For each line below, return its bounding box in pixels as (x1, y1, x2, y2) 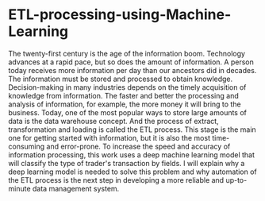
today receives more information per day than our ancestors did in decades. (8, 65, 257, 75)
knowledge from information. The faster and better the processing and (8, 91, 240, 100)
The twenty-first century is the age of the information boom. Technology (8, 48, 246, 58)
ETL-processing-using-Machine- (8, 6, 232, 24)
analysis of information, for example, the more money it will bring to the (8, 99, 241, 109)
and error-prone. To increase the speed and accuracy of (46, 141, 231, 151)
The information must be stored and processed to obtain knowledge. (8, 74, 233, 83)
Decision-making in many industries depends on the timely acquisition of (8, 82, 247, 92)
